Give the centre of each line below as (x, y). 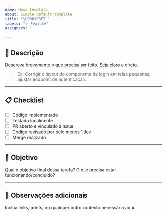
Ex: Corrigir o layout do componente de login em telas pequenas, (84, 74)
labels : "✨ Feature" (27, 24)
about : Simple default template (39, 14)
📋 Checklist (24, 101)
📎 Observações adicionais (46, 195)
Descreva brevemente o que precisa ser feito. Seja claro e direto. (72, 65)
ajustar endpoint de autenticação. (52, 79)
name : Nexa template (27, 10)
